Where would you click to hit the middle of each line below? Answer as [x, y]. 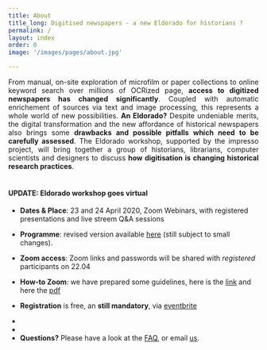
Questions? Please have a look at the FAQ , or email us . [110, 338]
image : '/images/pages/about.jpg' [66, 52]
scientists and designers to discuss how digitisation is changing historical [133, 158]
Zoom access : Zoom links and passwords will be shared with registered [137, 258]
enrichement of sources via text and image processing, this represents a [133, 107]
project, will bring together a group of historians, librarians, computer [133, 149]
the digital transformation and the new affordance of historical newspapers [133, 124]
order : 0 [23, 45]
